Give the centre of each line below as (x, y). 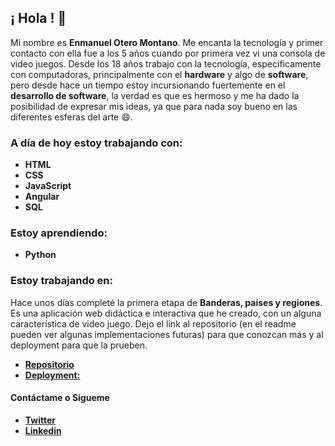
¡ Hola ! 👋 (38, 18)
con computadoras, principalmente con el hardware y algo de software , (159, 74)
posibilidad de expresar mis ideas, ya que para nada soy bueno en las (154, 106)
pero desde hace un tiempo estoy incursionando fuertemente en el (148, 85)
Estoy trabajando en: (62, 281)
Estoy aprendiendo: (59, 233)
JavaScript (48, 186)
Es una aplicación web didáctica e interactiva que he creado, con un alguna (166, 313)
